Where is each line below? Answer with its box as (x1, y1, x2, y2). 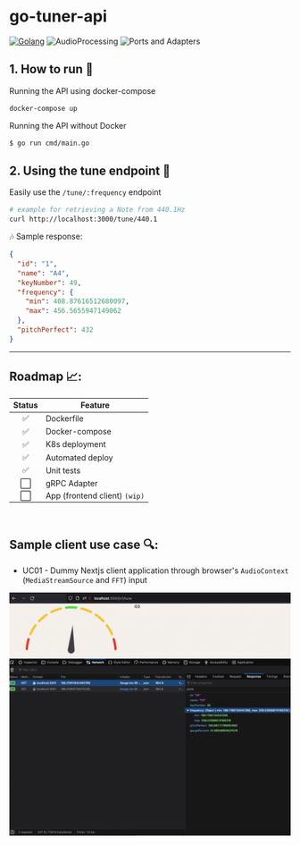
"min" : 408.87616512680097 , (25, 297, 129, 306)
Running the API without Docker (9, 120, 127, 131)
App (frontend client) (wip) (46, 490, 146, 501)
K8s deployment (46, 439, 106, 450)
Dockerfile (46, 413, 84, 424)
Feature (79, 400, 110, 410)
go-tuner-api (9, 6, 107, 27)
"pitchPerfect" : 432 (17, 325, 94, 334)
